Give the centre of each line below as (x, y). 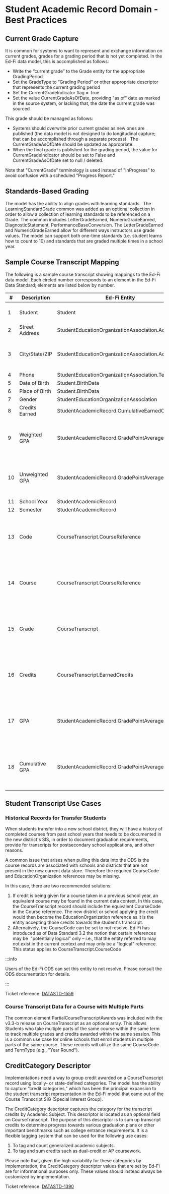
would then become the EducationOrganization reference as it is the (83, 917)
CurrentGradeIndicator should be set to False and (64, 155)
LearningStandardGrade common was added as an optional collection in (80, 209)
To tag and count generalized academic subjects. (64, 1146)
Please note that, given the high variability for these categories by (73, 1161)
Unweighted (34, 474)
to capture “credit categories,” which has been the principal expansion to (81, 1089)
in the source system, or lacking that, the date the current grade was (83, 103)
